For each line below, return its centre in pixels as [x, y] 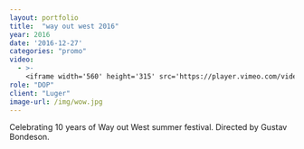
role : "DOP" [32, 85]
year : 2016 [30, 34]
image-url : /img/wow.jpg [56, 102]
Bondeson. [29, 137]
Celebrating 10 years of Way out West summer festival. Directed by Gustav [148, 127]
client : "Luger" [40, 93]
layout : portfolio [44, 18]
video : [22, 60]
